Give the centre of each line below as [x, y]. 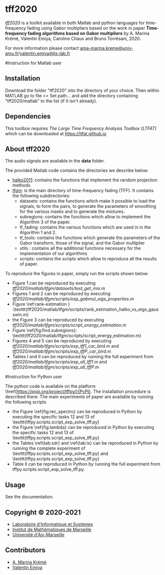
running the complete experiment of [49, 449]
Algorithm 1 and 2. [38, 233]
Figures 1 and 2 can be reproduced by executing [61, 294]
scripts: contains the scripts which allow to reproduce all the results [88, 259]
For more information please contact [42, 48]
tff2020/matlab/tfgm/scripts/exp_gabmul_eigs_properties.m [73, 299]
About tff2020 [28, 149]
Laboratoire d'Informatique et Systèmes [52, 524]
